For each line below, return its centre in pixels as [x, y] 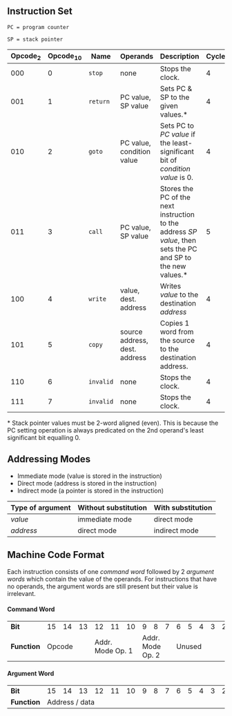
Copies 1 [175, 323]
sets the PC [179, 249]
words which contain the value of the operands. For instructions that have [112, 579]
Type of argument [41, 508]
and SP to [176, 258]
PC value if [177, 134]
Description [180, 57]
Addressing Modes [49, 459]
